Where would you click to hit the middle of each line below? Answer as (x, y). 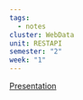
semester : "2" (36, 52)
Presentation (33, 86)
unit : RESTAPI (36, 43)
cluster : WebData (42, 35)
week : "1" (28, 60)
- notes (32, 26)
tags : (19, 18)
